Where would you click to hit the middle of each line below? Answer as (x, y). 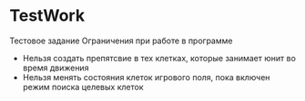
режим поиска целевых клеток (83, 87)
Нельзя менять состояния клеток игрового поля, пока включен (146, 77)
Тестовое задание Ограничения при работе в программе (121, 41)
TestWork (47, 16)
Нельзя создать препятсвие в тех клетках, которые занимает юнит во (159, 58)
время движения (56, 68)
